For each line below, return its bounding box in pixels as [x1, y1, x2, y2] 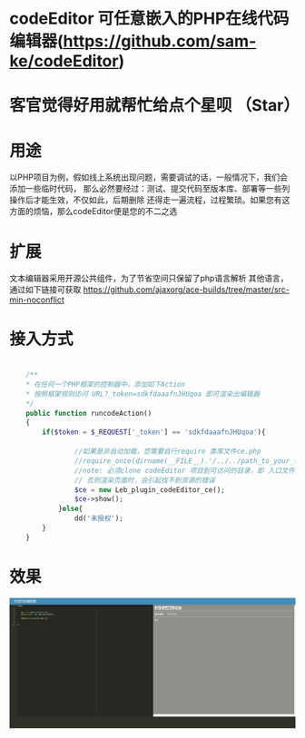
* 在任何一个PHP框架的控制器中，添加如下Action [25, 379, 186, 389]
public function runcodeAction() [25, 408, 152, 418]
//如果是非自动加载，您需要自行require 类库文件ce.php [74, 447, 261, 457]
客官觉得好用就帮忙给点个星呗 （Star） [9, 95, 300, 116]
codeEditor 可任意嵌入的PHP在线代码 [9, 8, 290, 29]
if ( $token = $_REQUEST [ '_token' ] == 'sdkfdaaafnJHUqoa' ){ [42, 428, 266, 437]
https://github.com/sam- [63, 31, 257, 52]
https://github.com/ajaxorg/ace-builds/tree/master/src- [83, 284, 290, 295]
